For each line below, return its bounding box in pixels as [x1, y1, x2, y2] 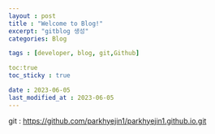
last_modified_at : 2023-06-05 [8, 93, 114, 102]
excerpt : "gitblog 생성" [8, 27, 89, 35]
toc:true [8, 64, 38, 72]
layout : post [8, 11, 57, 20]
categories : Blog [8, 34, 67, 43]
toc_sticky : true [8, 71, 71, 80]
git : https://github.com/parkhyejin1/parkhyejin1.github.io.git [8, 115, 207, 126]
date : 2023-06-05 [8, 86, 71, 94]
